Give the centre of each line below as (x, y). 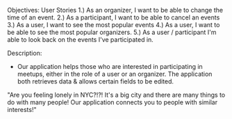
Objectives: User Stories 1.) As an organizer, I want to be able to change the (115, 10)
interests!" (22, 110)
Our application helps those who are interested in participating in (110, 66)
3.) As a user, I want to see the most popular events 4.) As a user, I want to (114, 25)
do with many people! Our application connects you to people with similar (112, 102)
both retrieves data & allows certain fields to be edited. (96, 81)
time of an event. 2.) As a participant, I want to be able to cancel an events (114, 17)
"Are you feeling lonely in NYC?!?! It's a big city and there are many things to (116, 95)
